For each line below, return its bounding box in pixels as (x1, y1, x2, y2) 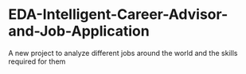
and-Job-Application (8, 22, 150, 40)
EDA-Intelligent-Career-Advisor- (8, 6, 228, 24)
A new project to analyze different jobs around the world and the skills (8, 48, 238, 57)
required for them (8, 57, 66, 66)
